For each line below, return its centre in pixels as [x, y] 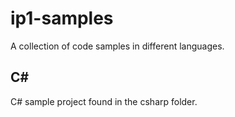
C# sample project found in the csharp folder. [104, 101]
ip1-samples [62, 18]
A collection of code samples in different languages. [117, 46]
